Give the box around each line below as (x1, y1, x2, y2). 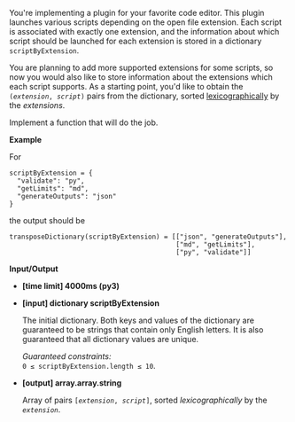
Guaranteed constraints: (21, 351, 112, 362)
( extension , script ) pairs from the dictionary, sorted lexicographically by (9, 90, 280, 101)
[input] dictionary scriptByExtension (21, 298, 159, 309)
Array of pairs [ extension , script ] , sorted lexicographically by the (21, 395, 268, 405)
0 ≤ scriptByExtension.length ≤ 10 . (21, 361, 157, 371)
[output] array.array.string (21, 378, 122, 388)
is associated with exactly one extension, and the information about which (9, 27, 280, 36)
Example (9, 135, 43, 145)
